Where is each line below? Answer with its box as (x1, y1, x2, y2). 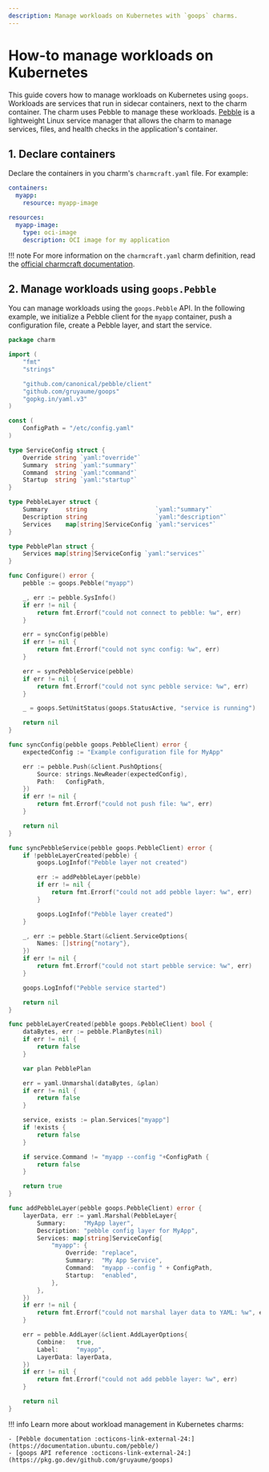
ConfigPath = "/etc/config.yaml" (22, 425, 134, 433)
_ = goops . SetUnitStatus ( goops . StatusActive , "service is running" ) (22, 704, 256, 713)
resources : (8, 213, 45, 222)
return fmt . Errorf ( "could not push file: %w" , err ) (37, 800, 214, 808)
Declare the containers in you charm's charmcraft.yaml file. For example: (8, 169, 248, 178)
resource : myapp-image (22, 199, 98, 207)
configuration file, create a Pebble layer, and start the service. (8, 320, 212, 330)
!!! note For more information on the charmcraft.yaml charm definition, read (8, 250, 256, 260)
